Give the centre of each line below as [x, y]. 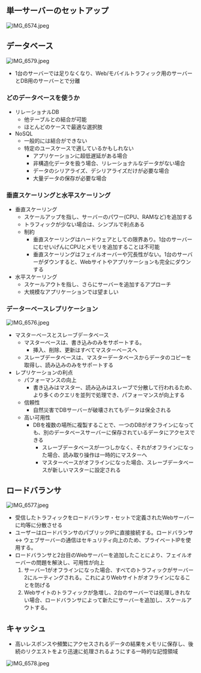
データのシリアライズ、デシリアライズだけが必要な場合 [101, 170]
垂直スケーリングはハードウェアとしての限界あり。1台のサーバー [112, 239]
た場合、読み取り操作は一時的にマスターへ [94, 455]
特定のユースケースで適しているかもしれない [79, 148]
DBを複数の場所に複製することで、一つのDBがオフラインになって [113, 425]
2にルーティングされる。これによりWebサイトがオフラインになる [104, 578]
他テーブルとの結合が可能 [55, 119]
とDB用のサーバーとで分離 [47, 80]
